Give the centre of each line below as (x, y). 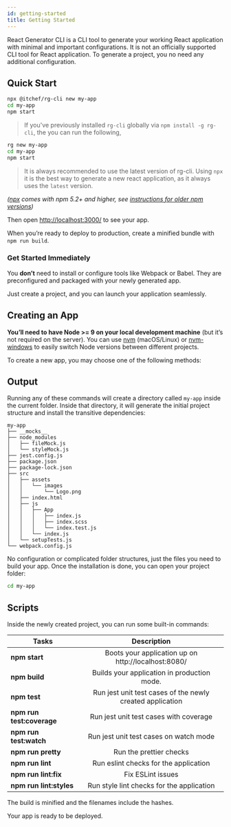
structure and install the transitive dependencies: (76, 413)
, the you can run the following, (77, 132)
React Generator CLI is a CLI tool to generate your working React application (115, 39)
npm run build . (28, 240)
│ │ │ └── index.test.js (52, 528)
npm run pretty (36, 752)
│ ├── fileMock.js (37, 444)
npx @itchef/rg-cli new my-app (52, 99)
